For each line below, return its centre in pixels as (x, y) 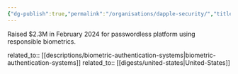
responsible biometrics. (42, 41)
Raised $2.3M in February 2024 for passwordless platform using (102, 34)
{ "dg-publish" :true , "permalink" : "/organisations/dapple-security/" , (110, 14)
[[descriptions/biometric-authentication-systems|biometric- (129, 55)
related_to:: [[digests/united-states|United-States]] (156, 62)
